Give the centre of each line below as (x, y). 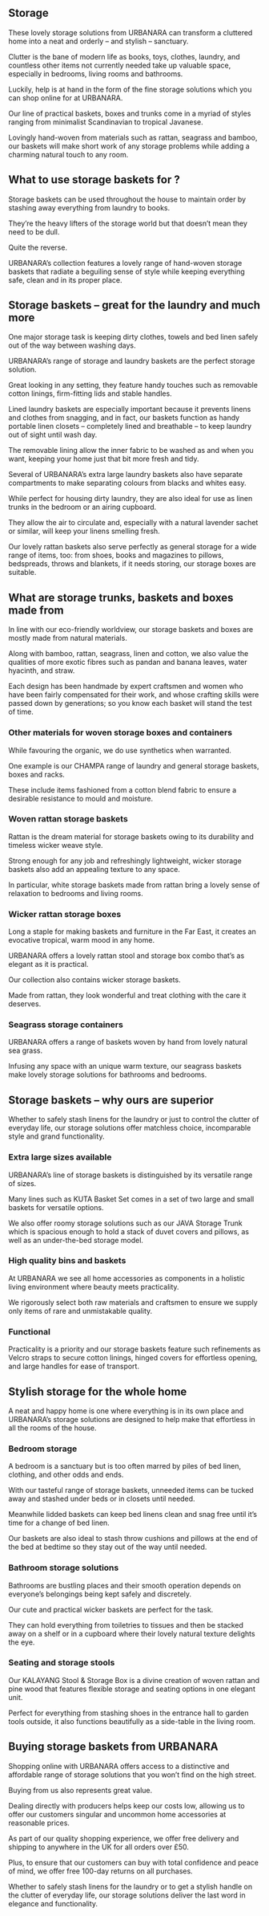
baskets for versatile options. (56, 1207)
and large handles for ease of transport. (74, 1366)
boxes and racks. (37, 774)
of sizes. (22, 1183)
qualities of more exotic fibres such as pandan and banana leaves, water (128, 662)
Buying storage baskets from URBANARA (113, 1747)
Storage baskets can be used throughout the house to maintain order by (127, 199)
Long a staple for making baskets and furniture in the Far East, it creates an (132, 932)
